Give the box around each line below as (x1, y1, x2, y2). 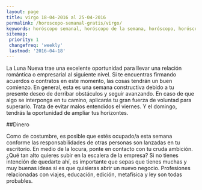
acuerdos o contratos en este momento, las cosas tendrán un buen (6, 77, 173, 84)
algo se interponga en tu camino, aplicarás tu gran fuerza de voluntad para (6, 96, 192, 103)
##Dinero (6, 121, 30, 128)
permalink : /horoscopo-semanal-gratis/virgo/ (6, 20, 122, 26)
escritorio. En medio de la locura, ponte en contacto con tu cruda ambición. (6, 145, 194, 152)
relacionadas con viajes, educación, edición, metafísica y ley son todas (6, 171, 182, 178)
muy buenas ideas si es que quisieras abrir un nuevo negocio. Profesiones (6, 164, 191, 171)
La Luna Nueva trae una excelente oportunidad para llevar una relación (6, 64, 182, 72)
